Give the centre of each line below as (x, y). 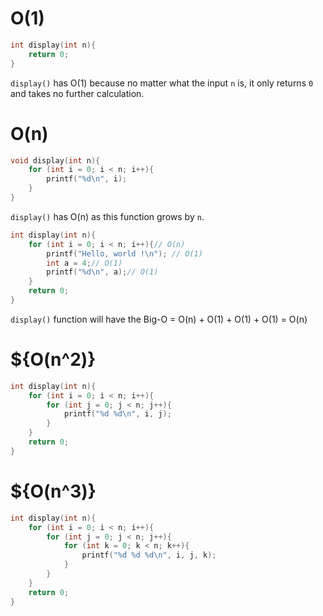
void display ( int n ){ (55, 160)
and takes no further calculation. (77, 93)
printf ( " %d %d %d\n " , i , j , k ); (149, 555)
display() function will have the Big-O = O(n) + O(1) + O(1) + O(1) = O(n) (159, 319)
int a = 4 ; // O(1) (84, 263)
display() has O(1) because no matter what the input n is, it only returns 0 (162, 83)
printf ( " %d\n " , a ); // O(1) (102, 272)
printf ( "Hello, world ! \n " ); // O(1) (124, 253)
